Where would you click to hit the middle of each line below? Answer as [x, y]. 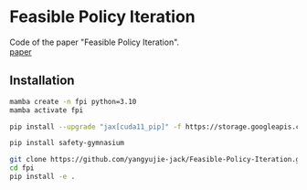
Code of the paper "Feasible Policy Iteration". [95, 42]
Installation [42, 81]
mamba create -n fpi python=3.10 [73, 101]
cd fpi [22, 168]
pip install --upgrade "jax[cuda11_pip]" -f [95, 127]
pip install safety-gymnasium [67, 143]
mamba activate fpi [47, 110]
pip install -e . [42, 176]
